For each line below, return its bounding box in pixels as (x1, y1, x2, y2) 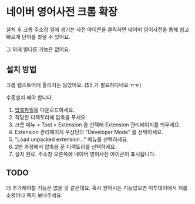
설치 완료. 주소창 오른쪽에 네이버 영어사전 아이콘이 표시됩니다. (14, 151, 156, 158)
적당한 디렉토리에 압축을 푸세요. (14, 113, 87, 121)
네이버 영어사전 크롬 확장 (6, 5, 118, 19)
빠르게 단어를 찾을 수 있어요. (6, 33, 70, 40)
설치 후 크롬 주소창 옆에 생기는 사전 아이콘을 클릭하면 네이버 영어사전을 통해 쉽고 (6, 26, 190, 33)
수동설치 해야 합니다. (6, 93, 53, 101)
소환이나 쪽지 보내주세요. (6, 192, 63, 199)
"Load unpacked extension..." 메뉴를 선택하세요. (14, 136, 129, 143)
